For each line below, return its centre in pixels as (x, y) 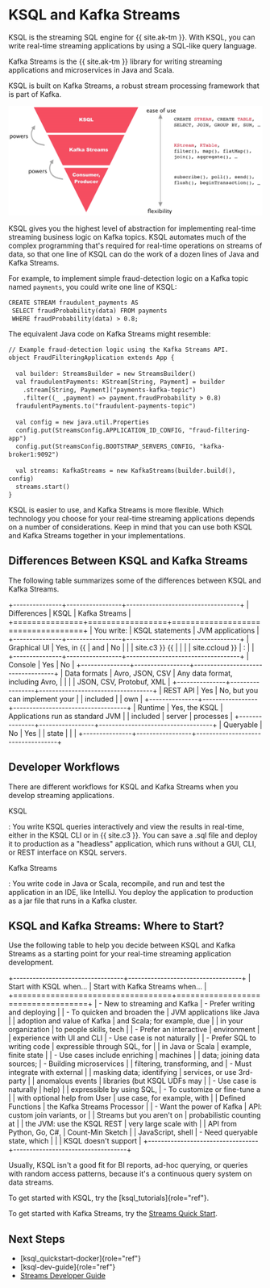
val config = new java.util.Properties (83, 422)
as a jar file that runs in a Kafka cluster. (73, 901)
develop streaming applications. (61, 795)
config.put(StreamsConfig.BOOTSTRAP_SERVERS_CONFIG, (106, 446)
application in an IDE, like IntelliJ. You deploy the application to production (131, 892)
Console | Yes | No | (42, 664)
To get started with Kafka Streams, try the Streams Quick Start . (113, 1214)
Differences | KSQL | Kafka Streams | (70, 613)
